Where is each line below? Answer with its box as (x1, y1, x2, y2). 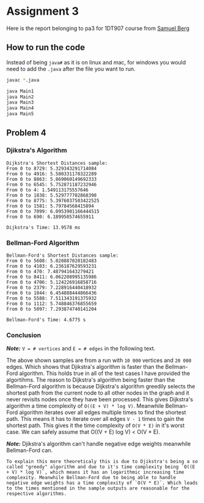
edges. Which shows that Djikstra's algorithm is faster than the (6, 363, 164, 371)
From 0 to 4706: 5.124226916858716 (6, 279, 97, 286)
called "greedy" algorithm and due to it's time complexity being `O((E (6, 464, 195, 470)
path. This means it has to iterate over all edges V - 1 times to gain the (6, 415, 184, 423)
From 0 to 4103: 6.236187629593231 (6, 263, 97, 269)
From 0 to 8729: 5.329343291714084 (6, 165, 97, 172)
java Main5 (6, 111, 34, 117)
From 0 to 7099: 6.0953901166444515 (6, 208, 100, 214)
